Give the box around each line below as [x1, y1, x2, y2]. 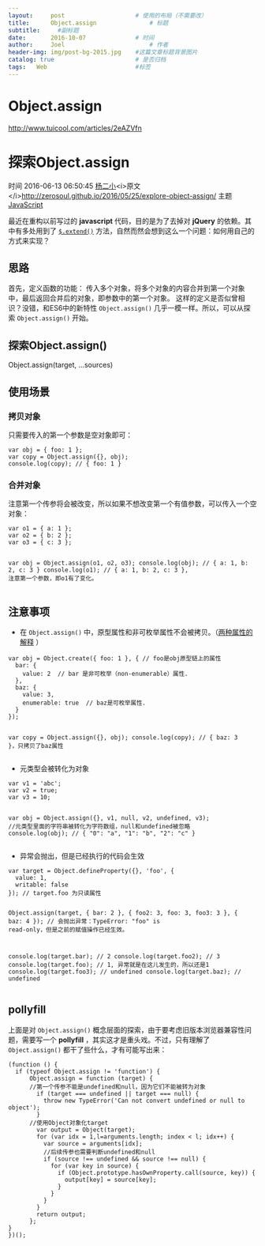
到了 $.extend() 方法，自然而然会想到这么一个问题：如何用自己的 [42, 226, 255, 236]
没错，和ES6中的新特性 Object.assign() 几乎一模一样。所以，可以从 [21, 304, 244, 313]
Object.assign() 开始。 [17, 313, 93, 323]
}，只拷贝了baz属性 [8, 742, 64, 750]
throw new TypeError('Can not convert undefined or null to [43, 1097, 245, 1104]
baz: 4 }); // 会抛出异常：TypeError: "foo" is [8, 917, 160, 925]
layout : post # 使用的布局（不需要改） [8, 11, 207, 20]
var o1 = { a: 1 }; [8, 525, 73, 533]
